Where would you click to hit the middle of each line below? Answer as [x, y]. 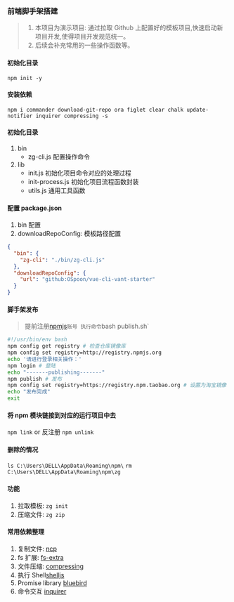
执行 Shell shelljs [41, 575]
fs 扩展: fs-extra [41, 557]
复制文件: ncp [37, 549]
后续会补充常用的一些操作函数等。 [84, 45]
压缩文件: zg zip [41, 514]
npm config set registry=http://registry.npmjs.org [84, 353]
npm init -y [25, 78]
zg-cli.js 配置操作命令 [59, 157]
